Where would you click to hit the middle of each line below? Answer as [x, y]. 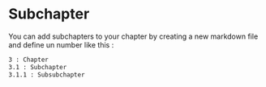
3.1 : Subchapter [38, 67]
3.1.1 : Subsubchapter [47, 75]
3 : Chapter [28, 60]
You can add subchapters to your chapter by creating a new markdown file [133, 36]
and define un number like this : [61, 44]
